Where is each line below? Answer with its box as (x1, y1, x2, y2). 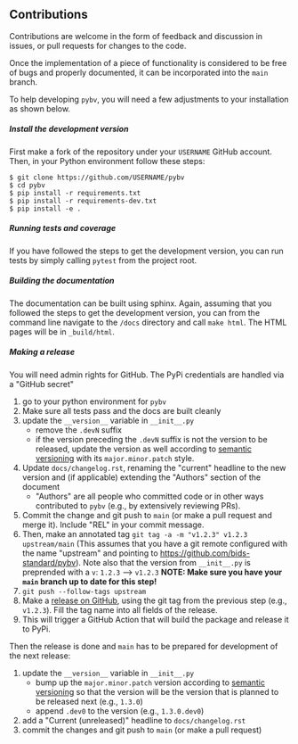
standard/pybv (21, 557, 77, 567)
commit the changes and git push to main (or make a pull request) (21, 724, 262, 735)
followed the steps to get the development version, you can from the (9, 307, 261, 318)
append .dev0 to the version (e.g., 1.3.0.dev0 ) (35, 705, 205, 716)
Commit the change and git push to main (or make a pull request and (21, 509, 273, 520)
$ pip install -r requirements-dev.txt (9, 196, 157, 205)
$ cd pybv (9, 180, 46, 190)
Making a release (9, 347, 76, 358)
